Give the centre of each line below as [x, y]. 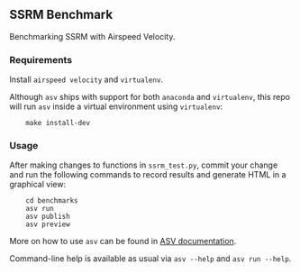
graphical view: [37, 185]
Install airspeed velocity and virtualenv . [86, 79]
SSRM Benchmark [61, 15]
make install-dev [58, 123]
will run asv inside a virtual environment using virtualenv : [116, 106]
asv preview [48, 224]
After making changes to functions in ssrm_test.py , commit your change [144, 165]
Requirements [41, 59]
